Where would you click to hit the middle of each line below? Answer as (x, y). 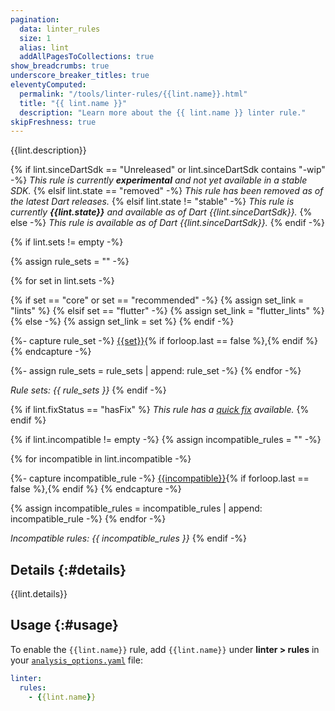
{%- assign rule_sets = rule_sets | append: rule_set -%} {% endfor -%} (156, 371)
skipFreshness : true (53, 122)
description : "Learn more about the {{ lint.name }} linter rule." (163, 112)
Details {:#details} (68, 569)
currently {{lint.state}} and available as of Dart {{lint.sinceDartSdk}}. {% (161, 212)
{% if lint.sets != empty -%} (67, 242)
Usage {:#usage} (64, 625)
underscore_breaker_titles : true (80, 76)
